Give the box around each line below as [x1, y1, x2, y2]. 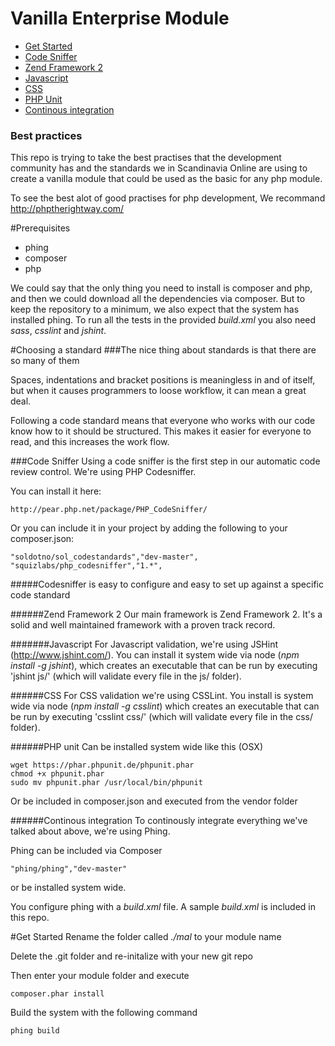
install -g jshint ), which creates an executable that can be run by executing [10, 660, 318, 672]
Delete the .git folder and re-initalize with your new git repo [10, 950, 253, 962]
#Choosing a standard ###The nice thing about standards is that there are [10, 344, 317, 356]
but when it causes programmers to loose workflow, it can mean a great [10, 385, 307, 397]
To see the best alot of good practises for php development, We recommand [10, 192, 326, 204]
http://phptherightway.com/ [10, 203, 125, 215]
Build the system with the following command [10, 1007, 198, 1019]
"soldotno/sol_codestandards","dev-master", [10, 552, 199, 562]
